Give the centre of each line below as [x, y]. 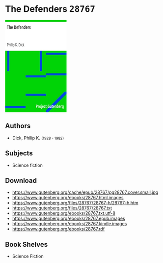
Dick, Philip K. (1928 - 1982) [38, 138]
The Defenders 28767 [50, 9]
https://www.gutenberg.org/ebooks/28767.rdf [58, 229]
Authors [18, 126]
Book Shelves [27, 244]
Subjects [19, 153]
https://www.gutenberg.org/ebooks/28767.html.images [68, 198]
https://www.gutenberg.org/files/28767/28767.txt [62, 208]
